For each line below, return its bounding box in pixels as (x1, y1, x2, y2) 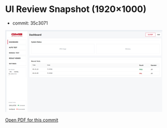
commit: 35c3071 (12, 20, 48, 26)
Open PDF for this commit (5, 117, 58, 123)
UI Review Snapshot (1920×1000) (5, 3, 147, 15)
